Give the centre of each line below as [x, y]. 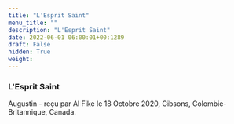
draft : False [29, 45]
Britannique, [28, 112]
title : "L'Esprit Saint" [49, 15]
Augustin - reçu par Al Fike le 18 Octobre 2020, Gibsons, [99, 104]
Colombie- [209, 104]
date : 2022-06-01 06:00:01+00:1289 [66, 37]
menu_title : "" [33, 23]
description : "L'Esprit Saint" [59, 30]
